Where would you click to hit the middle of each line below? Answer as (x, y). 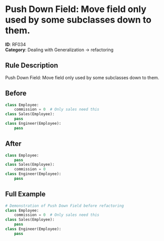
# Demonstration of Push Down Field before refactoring (64, 206)
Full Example (25, 194)
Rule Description (32, 65)
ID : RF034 (15, 44)
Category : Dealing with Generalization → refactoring (59, 50)
